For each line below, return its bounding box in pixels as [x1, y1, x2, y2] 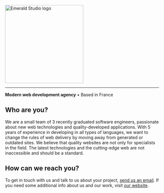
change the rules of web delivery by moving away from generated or [5, 134, 143, 140]
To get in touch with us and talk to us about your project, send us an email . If [5, 177, 159, 183]
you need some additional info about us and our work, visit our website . [5, 182, 149, 188]
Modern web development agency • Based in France [5, 92, 113, 97]
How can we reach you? [5, 164, 80, 172]
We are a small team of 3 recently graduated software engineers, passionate [5, 119, 159, 125]
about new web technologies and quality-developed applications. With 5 [5, 124, 150, 130]
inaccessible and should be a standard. [5, 150, 84, 156]
